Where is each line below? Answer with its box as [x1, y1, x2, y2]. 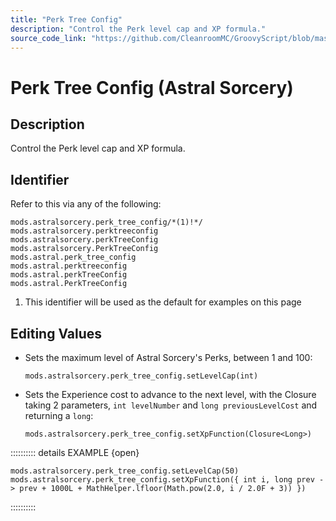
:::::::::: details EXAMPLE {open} [10, 447, 140, 458]
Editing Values [10, 325, 103, 342]
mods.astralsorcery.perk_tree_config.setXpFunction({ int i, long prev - [10, 475, 325, 485]
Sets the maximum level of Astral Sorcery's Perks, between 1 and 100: [24, 352, 313, 363]
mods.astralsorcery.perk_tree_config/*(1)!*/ [10, 217, 203, 228]
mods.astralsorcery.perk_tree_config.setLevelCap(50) [10, 466, 240, 476]
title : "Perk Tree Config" [10, 14, 123, 25]
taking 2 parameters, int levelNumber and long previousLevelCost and [24, 399, 318, 411]
